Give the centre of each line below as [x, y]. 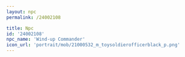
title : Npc [20, 28]
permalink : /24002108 [34, 17]
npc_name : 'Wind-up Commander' [46, 40]
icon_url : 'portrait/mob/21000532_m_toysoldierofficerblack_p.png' [93, 45]
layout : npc [21, 12]
